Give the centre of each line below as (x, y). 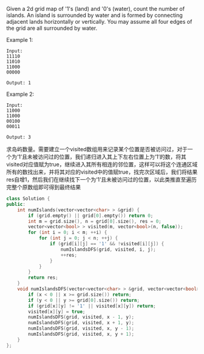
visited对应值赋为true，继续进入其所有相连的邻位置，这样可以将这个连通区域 (102, 164)
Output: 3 (19, 137)
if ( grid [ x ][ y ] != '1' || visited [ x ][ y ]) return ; (92, 306)
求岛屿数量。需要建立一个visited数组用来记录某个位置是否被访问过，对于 (97, 149)
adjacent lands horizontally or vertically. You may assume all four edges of (99, 22)
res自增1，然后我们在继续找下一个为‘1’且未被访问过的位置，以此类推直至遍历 (102, 179)
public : (16, 204)
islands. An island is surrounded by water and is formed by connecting (95, 15)
